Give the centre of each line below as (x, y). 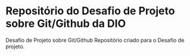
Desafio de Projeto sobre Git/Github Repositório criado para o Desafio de (95, 40)
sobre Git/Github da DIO (66, 24)
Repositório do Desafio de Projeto (90, 11)
